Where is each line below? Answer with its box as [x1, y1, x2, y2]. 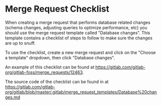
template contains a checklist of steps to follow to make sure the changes [5, 35, 153, 41]
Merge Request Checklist [5, 3, 109, 15]
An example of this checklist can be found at [5, 64, 94, 70]
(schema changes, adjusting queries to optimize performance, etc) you [5, 24, 147, 30]
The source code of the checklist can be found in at [5, 79, 109, 85]
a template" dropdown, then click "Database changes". [5, 54, 115, 60]
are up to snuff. [5, 40, 36, 46]
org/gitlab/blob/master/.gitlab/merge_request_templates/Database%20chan [5, 89, 157, 95]
